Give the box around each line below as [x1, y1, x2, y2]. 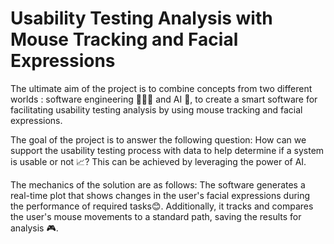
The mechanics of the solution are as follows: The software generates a [10, 178, 306, 191]
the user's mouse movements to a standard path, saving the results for [10, 210, 302, 222]
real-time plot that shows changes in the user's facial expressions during [10, 189, 311, 201]
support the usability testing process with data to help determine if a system [10, 144, 325, 156]
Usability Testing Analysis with [10, 7, 273, 30]
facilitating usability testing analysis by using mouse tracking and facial [10, 103, 303, 116]
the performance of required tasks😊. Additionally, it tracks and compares [10, 200, 314, 212]
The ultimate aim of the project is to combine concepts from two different [10, 82, 313, 94]
